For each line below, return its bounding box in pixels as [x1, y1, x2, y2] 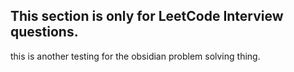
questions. [10, 24, 79, 41]
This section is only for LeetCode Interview [10, 8, 284, 25]
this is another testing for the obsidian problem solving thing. [10, 50, 261, 62]
